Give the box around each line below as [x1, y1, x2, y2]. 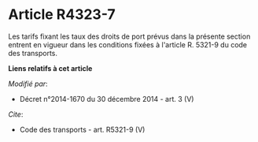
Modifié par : [8, 79, 49, 88]
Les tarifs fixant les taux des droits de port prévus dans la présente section [8, 32, 251, 41]
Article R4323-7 [8, 6, 116, 24]
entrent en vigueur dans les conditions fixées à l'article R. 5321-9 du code [8, 39, 248, 49]
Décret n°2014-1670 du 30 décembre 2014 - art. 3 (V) [19, 94, 194, 103]
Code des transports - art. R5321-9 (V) [19, 125, 146, 134]
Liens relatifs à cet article [8, 63, 93, 73]
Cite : [8, 109, 24, 119]
